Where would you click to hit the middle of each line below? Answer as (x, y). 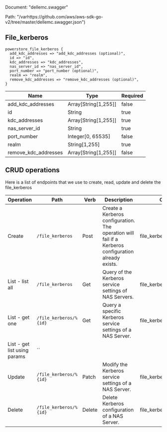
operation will (118, 233)
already (111, 258)
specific (112, 311)
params (17, 356)
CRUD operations (33, 170)
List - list (18, 281)
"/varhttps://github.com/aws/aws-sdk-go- (60, 17)
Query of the (117, 272)
